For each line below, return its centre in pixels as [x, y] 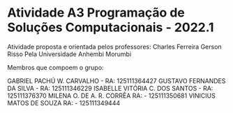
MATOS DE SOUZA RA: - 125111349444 [64, 103]
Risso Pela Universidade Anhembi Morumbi [69, 54]
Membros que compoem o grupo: [55, 67]
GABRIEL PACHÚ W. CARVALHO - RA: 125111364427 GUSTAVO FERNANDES [116, 80]
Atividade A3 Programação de [96, 13]
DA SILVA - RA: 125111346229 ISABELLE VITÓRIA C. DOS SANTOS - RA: [110, 88]
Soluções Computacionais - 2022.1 [111, 27]
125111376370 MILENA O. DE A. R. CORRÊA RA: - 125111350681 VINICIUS [112, 96]
